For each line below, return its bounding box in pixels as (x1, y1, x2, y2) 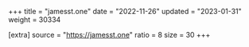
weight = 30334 (8, 15, 61, 24)
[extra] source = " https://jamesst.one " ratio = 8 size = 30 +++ (8, 31, 211, 39)
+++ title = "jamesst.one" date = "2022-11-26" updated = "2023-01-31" (8, 7, 243, 16)
